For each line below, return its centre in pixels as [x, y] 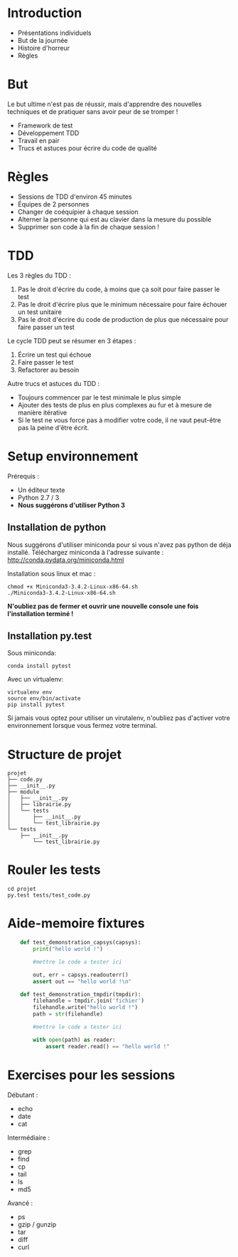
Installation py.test [50, 636]
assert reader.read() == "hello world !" [108, 1046]
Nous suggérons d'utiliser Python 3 [71, 505]
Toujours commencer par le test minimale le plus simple [99, 397]
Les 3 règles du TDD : [39, 275]
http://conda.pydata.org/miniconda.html [66, 560]
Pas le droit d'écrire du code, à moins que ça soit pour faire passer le [119, 289]
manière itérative [42, 412]
